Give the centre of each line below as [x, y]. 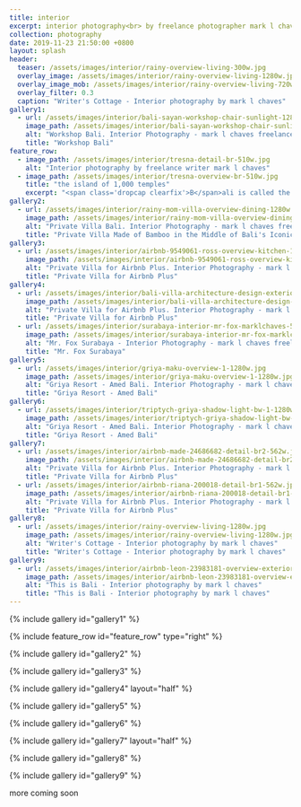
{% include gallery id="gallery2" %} [75, 653]
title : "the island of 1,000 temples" [98, 185]
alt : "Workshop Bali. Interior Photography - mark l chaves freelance [160, 135]
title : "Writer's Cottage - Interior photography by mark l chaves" [156, 552]
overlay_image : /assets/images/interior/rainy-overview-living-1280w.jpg [158, 76]
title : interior [39, 18]
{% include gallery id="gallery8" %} [75, 758]
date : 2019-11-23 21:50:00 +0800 [72, 43]
